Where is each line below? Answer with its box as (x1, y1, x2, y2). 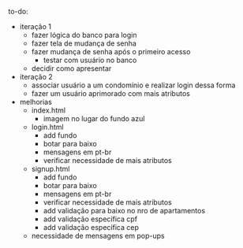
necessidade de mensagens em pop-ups (31, 231, 166, 240)
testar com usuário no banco (43, 55, 137, 65)
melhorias (19, 98, 53, 106)
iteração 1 (19, 22, 51, 31)
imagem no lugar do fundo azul (43, 114, 145, 123)
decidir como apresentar (31, 64, 112, 73)
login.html (31, 122, 65, 131)
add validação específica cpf (43, 214, 138, 224)
